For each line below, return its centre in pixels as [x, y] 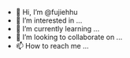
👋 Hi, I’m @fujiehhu [46, 12]
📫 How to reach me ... [52, 46]
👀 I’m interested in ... [49, 20]
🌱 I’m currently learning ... [58, 29]
